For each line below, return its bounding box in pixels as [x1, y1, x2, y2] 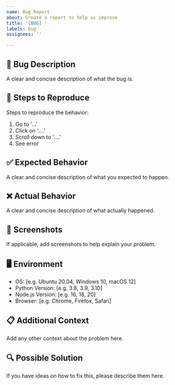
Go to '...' [15, 120, 38, 128]
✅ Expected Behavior [6, 157, 88, 168]
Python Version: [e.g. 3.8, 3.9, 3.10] [15, 285, 103, 291]
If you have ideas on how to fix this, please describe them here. [6, 372, 165, 379]
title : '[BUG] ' [6, 20, 47, 26]
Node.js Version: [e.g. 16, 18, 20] [15, 291, 96, 298]
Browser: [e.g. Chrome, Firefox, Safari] [15, 297, 112, 304]
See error [15, 140, 39, 147]
